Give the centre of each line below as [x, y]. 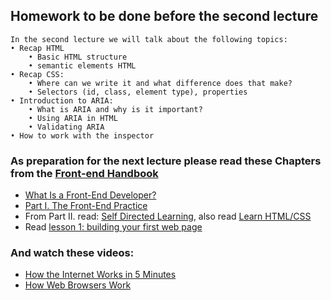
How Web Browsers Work [78, 285]
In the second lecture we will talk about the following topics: [149, 39]
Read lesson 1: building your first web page [113, 227]
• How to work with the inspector [82, 135]
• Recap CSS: [37, 74]
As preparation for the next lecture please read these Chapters [166, 161]
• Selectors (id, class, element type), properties [138, 92]
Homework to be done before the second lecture [164, 16]
